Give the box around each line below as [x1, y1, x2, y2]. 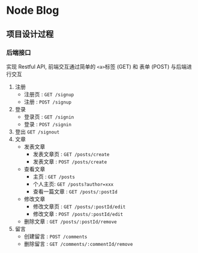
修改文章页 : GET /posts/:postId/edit [32, 203, 126, 210]
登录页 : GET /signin [23, 113, 74, 120]
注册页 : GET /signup [23, 90, 74, 97]
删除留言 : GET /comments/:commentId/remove [23, 240, 133, 247]
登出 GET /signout [14, 128, 60, 135]
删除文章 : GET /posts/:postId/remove [23, 218, 117, 225]
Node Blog [6, 4, 59, 17]
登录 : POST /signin [23, 120, 72, 127]
